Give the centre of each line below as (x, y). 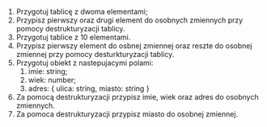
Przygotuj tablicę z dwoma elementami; (82, 12)
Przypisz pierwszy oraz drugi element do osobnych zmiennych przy (129, 20)
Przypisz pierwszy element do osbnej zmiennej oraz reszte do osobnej (134, 46)
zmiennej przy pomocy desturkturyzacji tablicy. (95, 54)
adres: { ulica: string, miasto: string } (89, 88)
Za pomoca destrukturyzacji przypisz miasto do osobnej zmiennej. (127, 114)
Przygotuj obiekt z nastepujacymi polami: (85, 63)
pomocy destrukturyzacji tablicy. (70, 29)
